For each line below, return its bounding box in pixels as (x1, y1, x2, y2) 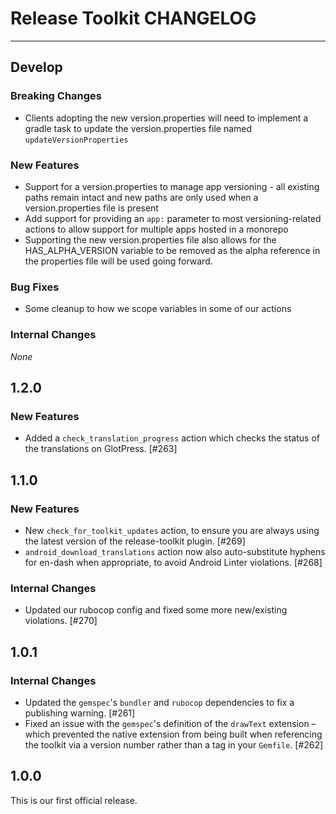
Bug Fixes (10, 280, 60, 294)
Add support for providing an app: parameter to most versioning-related (24, 212, 322, 224)
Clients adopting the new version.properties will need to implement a (24, 112, 309, 124)
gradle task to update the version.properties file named (24, 122, 253, 134)
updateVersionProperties (24, 135, 129, 145)
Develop (10, 59, 63, 76)
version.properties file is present (24, 202, 159, 214)
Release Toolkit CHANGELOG (10, 7, 257, 30)
